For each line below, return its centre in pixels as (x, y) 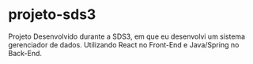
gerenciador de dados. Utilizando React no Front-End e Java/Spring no (124, 44)
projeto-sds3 (52, 15)
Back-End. (25, 53)
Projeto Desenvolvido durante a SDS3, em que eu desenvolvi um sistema (127, 36)
